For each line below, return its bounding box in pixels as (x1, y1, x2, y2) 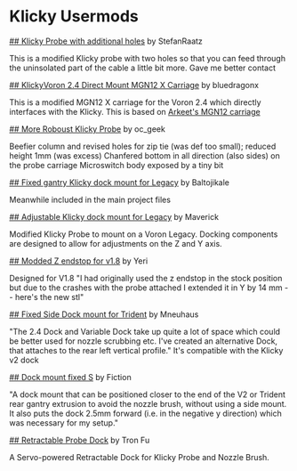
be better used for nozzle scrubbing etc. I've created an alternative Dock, (9, 336, 278, 346)
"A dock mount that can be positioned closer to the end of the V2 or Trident (9, 389, 286, 400)
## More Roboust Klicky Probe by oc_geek (9, 123, 166, 134)
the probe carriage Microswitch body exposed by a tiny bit (9, 159, 224, 170)
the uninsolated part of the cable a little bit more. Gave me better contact (9, 62, 277, 73)
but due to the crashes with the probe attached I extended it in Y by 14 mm (9, 282, 283, 293)
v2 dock (9, 354, 39, 365)
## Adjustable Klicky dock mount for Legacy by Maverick (9, 211, 220, 222)
